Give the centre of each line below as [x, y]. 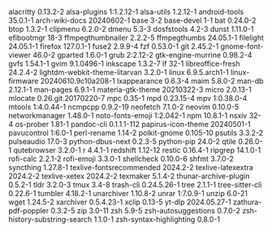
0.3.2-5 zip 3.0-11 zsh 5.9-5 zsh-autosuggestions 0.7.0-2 [146, 210]
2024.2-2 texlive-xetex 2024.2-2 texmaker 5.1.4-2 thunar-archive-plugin [129, 176]
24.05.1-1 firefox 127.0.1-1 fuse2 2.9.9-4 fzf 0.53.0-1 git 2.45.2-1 [114, 46]
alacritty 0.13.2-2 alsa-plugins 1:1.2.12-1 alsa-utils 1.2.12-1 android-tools [126, 12]
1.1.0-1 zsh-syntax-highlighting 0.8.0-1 [157, 219]
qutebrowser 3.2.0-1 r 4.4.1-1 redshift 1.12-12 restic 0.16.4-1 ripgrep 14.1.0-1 [137, 150]
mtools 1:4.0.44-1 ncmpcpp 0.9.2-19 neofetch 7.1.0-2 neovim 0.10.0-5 [124, 107]
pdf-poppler [29, 210]
